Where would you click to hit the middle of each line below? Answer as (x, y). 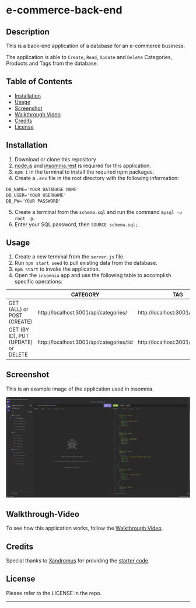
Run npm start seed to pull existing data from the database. (86, 263)
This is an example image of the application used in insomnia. (80, 389)
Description (28, 32)
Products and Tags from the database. (52, 63)
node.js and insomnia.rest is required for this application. (83, 165)
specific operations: (38, 282)
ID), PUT (19, 336)
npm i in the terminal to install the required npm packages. (84, 172)
